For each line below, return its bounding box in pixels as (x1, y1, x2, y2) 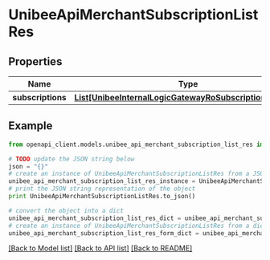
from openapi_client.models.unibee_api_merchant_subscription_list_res (8, 140, 253, 148)
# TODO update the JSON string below (8, 155, 135, 163)
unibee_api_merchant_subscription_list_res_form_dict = (8, 229, 199, 238)
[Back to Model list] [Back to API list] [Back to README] (8, 243, 193, 254)
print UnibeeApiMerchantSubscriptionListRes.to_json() (8, 193, 196, 201)
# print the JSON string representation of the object (8, 185, 196, 193)
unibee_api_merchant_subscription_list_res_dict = (8, 214, 182, 222)
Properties (8, 55, 63, 68)
